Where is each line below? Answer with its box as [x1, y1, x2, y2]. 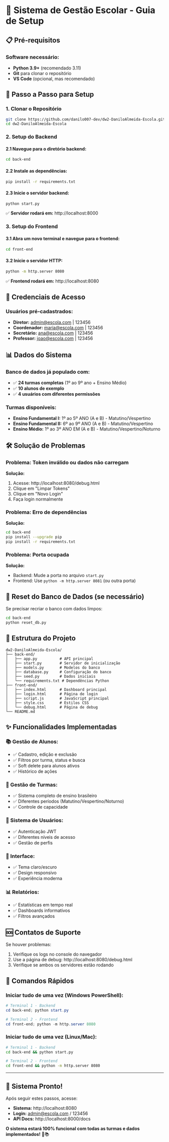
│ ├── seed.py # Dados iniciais [6, 674, 96, 679]
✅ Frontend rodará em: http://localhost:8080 [6, 278, 99, 284]
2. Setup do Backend [6, 133, 57, 140]
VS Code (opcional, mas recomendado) [13, 76, 95, 82]
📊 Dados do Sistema [6, 350, 72, 359]
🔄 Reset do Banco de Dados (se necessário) [6, 592, 144, 601]
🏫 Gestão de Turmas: [6, 781, 58, 789]
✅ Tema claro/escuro [13, 864, 57, 870]
